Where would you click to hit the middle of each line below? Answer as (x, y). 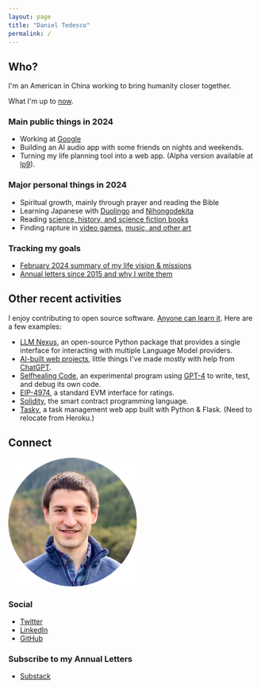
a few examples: (35, 327)
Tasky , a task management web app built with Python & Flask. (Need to (136, 409)
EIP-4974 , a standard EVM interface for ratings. (97, 392)
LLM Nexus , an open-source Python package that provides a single (130, 342)
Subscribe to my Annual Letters (70, 659)
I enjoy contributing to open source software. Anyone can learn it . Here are (130, 318)
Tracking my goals (44, 248)
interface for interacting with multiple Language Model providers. (126, 350)
